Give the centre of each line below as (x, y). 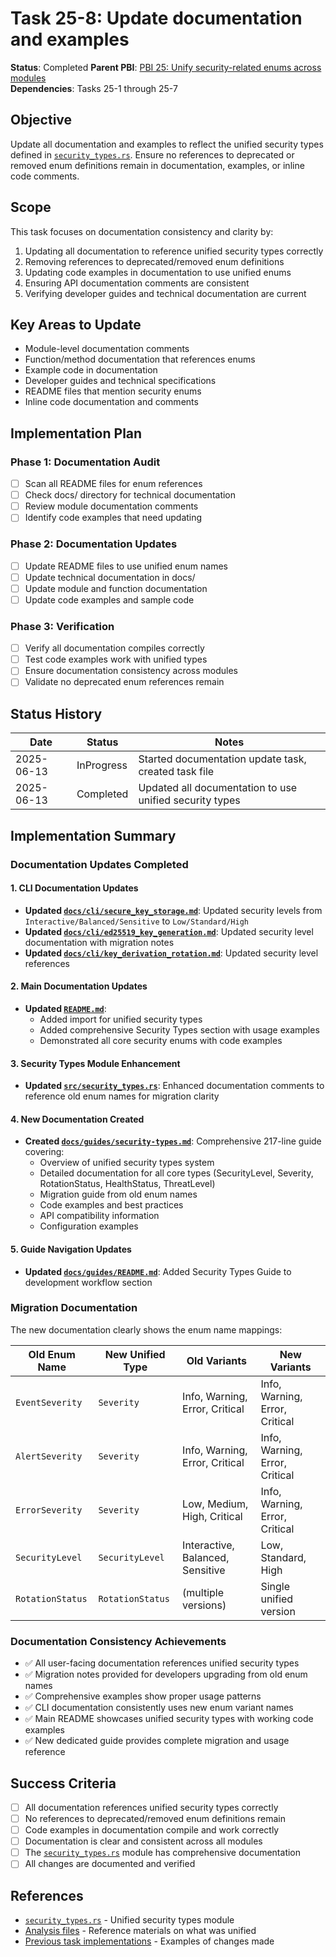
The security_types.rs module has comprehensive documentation (163, 1853)
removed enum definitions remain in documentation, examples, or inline (157, 165)
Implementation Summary (93, 835)
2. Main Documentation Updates (79, 986)
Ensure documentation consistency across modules (131, 671)
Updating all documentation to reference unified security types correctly (174, 251)
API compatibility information (99, 1216)
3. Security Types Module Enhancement (95, 1063)
